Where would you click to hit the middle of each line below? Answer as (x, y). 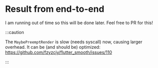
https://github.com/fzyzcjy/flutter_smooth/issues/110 (59, 52)
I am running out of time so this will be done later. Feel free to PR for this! (79, 23)
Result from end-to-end (55, 9)
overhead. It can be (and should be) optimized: (53, 47)
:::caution (15, 32)
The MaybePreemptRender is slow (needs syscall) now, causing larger (74, 42)
